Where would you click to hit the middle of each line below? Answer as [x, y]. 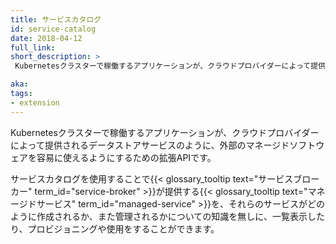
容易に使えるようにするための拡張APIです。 [126, 157]
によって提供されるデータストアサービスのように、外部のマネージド [150, 145]
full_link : [33, 47]
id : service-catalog [53, 29]
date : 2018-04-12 [46, 38]
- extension [35, 102]
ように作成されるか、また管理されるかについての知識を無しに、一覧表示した [167, 216]
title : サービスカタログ [56, 19]
